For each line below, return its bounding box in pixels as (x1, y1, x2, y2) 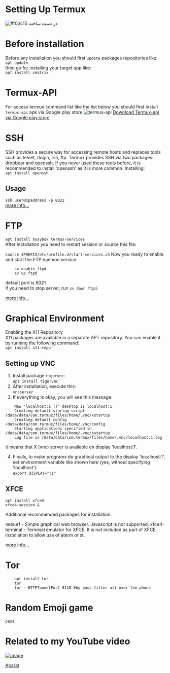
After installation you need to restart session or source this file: (5, 241, 137, 247)
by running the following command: (5, 340, 80, 346)
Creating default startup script (14, 408, 85, 414)
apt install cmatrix (5, 70, 49, 75)
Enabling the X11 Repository (5, 329, 63, 335)
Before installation (5, 38, 85, 50)
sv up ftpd (14, 270, 38, 276)
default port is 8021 (5, 279, 46, 286)
